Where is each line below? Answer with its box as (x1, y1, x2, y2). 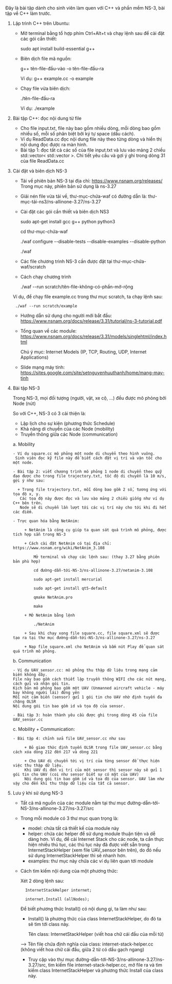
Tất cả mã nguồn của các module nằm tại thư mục (20, 800, 126, 806)
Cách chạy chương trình (20, 274, 72, 280)
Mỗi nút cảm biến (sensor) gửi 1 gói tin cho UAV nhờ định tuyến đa (12, 694, 162, 700)
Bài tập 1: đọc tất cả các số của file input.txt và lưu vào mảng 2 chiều (20, 147, 165, 153)
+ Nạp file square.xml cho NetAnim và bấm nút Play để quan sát (24, 644, 165, 649)
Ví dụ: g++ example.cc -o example (20, 75, 94, 82)
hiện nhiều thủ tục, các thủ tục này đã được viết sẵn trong (28, 842, 150, 847)
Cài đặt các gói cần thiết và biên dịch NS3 (20, 208, 109, 215)
